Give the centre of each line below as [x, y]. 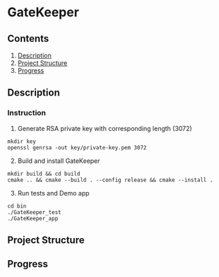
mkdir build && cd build [44, 174]
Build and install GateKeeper [59, 161]
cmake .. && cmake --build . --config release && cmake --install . [110, 180]
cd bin [17, 206]
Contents [28, 39]
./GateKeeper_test [34, 212]
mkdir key [22, 141]
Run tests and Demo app [53, 193]
